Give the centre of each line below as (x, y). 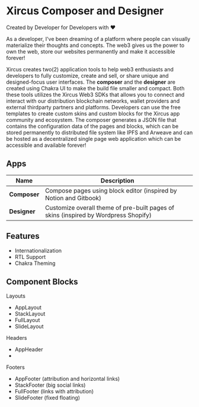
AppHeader (29, 349)
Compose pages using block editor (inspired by (111, 190)
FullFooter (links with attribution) (54, 392)
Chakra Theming (35, 263)
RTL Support (30, 257)
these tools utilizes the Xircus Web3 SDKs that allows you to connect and (95, 94)
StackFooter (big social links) (50, 385)
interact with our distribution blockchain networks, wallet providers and (93, 101)
